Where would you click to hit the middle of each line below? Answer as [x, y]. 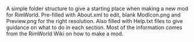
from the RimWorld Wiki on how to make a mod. [65, 34]
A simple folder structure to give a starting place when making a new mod [97, 9]
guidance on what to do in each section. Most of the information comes [94, 27]
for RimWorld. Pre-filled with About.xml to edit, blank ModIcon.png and [93, 15]
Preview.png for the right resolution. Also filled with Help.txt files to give [95, 21]
